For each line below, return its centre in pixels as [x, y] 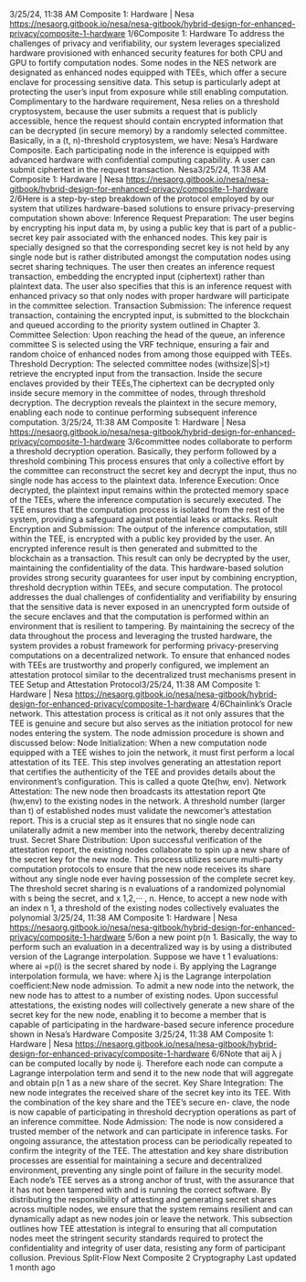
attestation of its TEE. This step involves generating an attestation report [145, 762]
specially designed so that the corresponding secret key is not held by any [149, 247]
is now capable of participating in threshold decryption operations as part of [153, 1112]
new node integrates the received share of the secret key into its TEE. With [150, 1092]
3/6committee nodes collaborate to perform [210, 442]
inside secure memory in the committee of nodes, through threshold [138, 393]
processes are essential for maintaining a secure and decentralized [136, 1160]
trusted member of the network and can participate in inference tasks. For [149, 1131]
